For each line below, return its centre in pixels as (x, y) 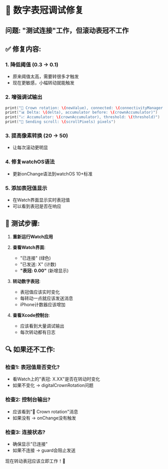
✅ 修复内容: (23, 49)
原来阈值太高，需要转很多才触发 (46, 76)
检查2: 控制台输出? (28, 400)
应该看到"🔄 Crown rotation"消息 (45, 411)
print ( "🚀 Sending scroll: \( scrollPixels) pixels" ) (60, 122)
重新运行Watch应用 (33, 236)
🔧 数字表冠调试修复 (45, 10)
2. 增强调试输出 (24, 97)
